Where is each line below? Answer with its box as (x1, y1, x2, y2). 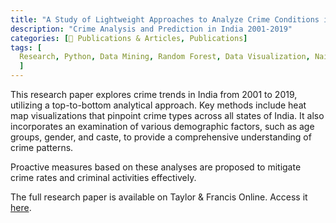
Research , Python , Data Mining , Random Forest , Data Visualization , (19, 52, 311, 62)
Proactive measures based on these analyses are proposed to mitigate (10, 161, 302, 173)
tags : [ (10, 42, 43, 53)
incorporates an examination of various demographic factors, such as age (10, 121, 315, 132)
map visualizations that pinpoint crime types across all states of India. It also (10, 110, 325, 121)
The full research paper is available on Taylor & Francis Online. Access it (10, 191, 308, 203)
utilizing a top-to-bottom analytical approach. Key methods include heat (10, 99, 307, 111)
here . (10, 202, 32, 213)
